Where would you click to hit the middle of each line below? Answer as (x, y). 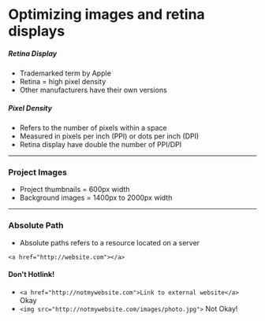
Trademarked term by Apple (65, 73)
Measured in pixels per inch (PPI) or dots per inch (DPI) (109, 136)
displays (37, 31)
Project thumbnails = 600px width (75, 190)
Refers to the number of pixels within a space (93, 128)
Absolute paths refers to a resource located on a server (109, 242)
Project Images (37, 172)
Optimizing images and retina (106, 15)
